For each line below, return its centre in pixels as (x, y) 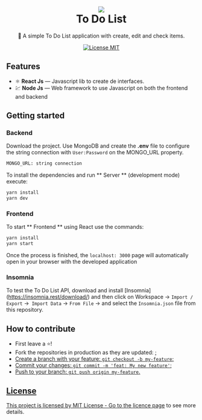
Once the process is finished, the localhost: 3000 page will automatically (97, 255)
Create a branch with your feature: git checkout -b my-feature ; (94, 359)
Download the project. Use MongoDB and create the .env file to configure (98, 146)
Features (23, 67)
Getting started (36, 116)
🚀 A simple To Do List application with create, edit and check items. (101, 36)
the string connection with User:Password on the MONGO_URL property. (95, 153)
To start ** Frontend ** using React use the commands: (75, 227)
